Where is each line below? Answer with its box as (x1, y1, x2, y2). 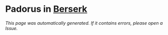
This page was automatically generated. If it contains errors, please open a (5, 20, 163, 26)
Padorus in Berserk (5, 3, 88, 15)
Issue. (5, 25, 18, 31)
